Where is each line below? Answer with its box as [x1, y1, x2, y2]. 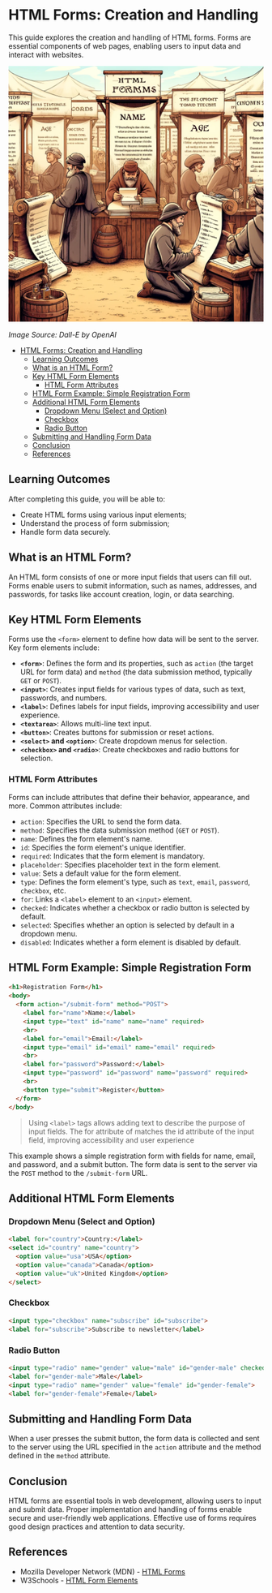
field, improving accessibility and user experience [28, 1134, 194, 1145]
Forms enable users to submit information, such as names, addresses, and [8, 580, 257, 590]
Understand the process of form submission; [19, 518, 170, 528]
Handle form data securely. [19, 527, 111, 536]
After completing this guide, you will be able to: [8, 493, 166, 504]
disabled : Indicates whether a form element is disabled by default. [19, 937, 241, 947]
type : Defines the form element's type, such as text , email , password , [19, 876, 251, 886]
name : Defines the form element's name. [19, 833, 152, 843]
